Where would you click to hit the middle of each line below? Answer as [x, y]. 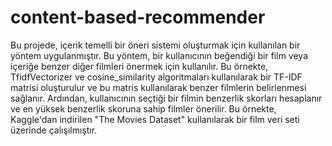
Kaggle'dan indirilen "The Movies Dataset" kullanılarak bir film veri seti [155, 119]
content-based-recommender [138, 17]
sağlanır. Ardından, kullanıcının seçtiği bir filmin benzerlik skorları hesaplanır [166, 98]
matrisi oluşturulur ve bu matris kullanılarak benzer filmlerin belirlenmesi [158, 87]
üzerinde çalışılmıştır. [54, 130]
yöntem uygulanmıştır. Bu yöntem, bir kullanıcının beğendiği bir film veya [159, 55]
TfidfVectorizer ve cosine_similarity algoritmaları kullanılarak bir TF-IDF [156, 77]
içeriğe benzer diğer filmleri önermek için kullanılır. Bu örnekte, [139, 66]
